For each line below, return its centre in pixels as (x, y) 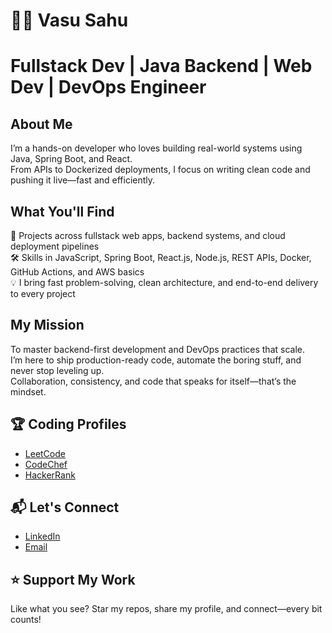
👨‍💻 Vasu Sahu (69, 20)
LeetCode (45, 453)
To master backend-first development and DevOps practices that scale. (158, 349)
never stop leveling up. (57, 370)
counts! (26, 620)
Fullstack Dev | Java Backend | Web (161, 66)
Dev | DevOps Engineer (108, 87)
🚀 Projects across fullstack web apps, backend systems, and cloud (148, 235)
